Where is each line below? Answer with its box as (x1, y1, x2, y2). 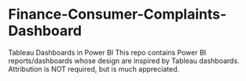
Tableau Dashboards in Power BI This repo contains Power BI (8, 48, 207, 57)
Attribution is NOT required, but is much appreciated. (8, 64, 179, 73)
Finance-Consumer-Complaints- (8, 5, 227, 23)
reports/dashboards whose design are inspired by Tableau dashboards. (8, 56, 240, 65)
